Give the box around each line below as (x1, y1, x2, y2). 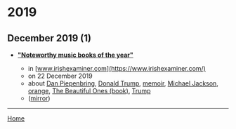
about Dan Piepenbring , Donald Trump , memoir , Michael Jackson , (27, 79, 219, 88)
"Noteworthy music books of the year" (17, 50, 133, 59)
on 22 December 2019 (27, 72, 93, 80)
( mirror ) (27, 94, 51, 102)
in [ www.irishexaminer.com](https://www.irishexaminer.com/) (27, 64, 206, 72)
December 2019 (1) (7, 32, 91, 44)
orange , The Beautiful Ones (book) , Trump (27, 87, 151, 95)
